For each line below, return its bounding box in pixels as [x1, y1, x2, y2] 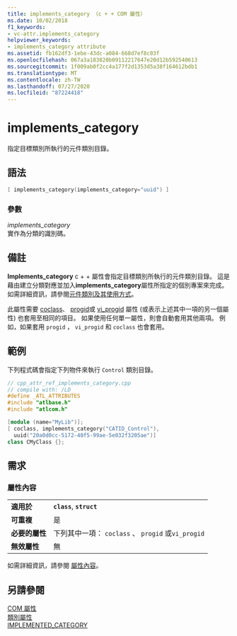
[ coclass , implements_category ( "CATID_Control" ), [7, 425, 160, 432]
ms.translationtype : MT [7, 69, 78, 76]
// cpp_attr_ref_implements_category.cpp [7, 380, 132, 387]
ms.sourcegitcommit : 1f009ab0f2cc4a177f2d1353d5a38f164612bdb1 [7, 63, 198, 70]
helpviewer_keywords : [7, 37, 71, 44]
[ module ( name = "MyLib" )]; [7, 419, 83, 426]
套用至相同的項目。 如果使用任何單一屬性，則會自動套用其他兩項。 [23, 313, 218, 322]
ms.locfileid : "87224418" [7, 89, 83, 96]
